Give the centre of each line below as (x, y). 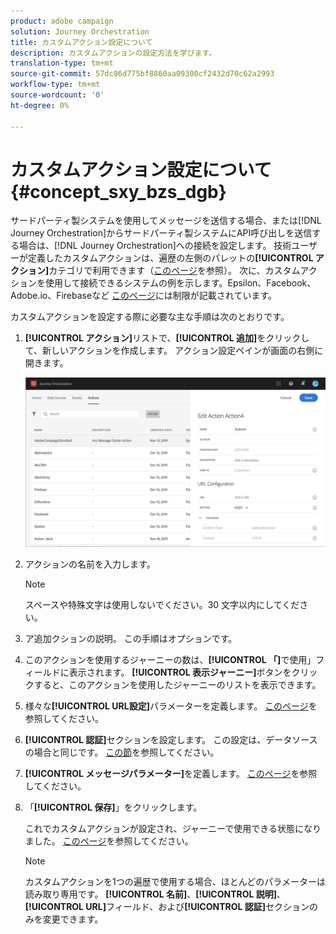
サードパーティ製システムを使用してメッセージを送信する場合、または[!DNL (166, 221)
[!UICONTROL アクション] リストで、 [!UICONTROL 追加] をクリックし (167, 338)
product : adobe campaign (62, 21)
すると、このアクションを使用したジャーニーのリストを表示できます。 (177, 685)
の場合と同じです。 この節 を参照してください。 (122, 752)
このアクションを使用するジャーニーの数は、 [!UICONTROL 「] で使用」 (170, 660)
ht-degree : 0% (40, 105)
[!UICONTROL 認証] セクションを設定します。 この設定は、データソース (171, 740)
